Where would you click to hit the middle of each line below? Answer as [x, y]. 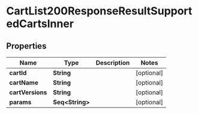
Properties [26, 46]
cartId [18, 73]
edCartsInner [40, 24]
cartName [24, 82]
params [20, 102]
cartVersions [28, 92]
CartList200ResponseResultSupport [99, 11]
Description [113, 63]
